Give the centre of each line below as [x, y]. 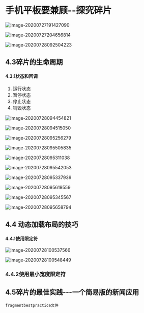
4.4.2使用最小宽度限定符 [36, 274]
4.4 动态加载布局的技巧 [42, 224]
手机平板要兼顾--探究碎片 [59, 10]
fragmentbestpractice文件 [32, 305]
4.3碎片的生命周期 [34, 62]
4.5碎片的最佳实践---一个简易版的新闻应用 [72, 292]
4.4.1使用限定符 [22, 238]
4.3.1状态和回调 [22, 76]
